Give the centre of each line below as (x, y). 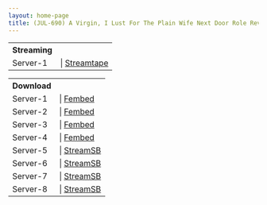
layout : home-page (39, 15)
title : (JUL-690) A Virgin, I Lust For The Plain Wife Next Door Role (128, 23)
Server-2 (30, 111)
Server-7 (30, 176)
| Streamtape (84, 63)
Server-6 (30, 163)
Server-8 (30, 189)
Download (32, 86)
